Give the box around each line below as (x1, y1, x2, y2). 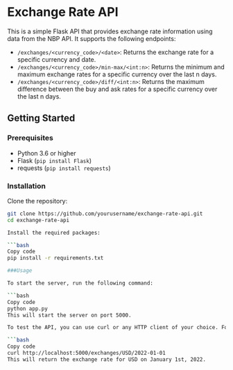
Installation (7, 181, 46, 191)
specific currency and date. (17, 55, 96, 63)
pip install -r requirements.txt (7, 255, 104, 262)
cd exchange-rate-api (7, 217, 70, 224)
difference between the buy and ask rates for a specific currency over (17, 85, 218, 93)
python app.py (7, 305, 49, 312)
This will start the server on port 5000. (7, 312, 132, 319)
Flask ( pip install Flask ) (17, 156, 92, 165)
